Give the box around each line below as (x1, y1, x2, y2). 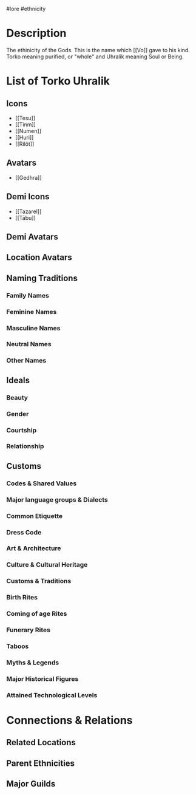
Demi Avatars (6, 231, 59, 242)
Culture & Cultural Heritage (6, 561, 88, 569)
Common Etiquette (6, 511, 63, 520)
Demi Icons (6, 191, 50, 202)
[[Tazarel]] (15, 208, 42, 215)
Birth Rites (6, 593, 38, 602)
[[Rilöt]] (15, 140, 35, 148)
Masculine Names (6, 324, 61, 332)
